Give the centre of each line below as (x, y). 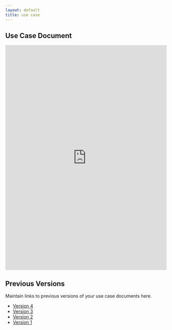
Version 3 (23, 311)
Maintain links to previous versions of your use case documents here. (79, 296)
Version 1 (22, 322)
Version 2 (23, 317)
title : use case (23, 15)
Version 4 (23, 306)
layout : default (23, 10)
